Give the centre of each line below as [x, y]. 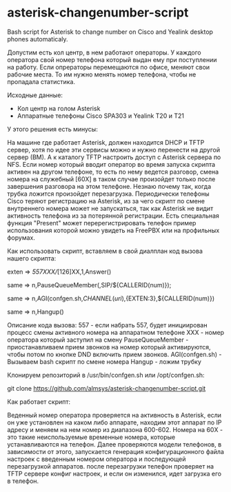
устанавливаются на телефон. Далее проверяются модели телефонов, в [114, 444]
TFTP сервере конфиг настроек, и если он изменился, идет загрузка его [114, 473]
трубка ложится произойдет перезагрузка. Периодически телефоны [108, 194]
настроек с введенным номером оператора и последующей [97, 459]
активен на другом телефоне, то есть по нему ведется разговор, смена [113, 172]
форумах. [21, 237]
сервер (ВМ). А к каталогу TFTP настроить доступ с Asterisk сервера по [114, 157]
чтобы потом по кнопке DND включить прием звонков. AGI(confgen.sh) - [114, 354]
